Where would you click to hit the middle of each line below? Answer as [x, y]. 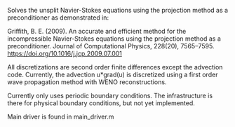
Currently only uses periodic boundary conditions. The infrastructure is [110, 95]
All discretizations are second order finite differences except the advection [115, 67]
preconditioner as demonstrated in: [58, 18]
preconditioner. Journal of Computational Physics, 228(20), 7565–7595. [111, 46]
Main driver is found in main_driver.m [61, 116]
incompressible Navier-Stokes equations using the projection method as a [114, 39]
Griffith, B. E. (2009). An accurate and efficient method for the [97, 31]
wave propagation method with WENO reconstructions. [87, 82]
